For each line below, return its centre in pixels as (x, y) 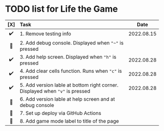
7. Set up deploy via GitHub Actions (61, 113)
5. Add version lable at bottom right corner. (69, 85)
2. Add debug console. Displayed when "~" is (72, 43)
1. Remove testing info (46, 34)
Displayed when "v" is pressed (55, 91)
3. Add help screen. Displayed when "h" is (68, 57)
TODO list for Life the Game (61, 9)
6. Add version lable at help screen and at (67, 99)
